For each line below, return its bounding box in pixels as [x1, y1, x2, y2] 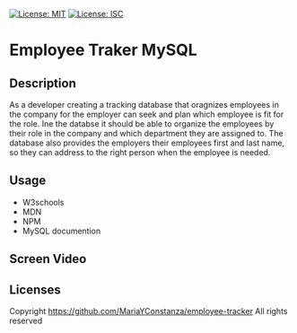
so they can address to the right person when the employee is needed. [9, 147, 271, 157]
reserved [9, 315, 43, 327]
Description [9, 75, 76, 91]
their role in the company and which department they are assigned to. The [9, 128, 284, 138]
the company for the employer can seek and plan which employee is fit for [9, 109, 284, 119]
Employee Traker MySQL [9, 40, 197, 60]
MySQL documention [22, 225, 101, 236]
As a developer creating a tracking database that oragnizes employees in [9, 100, 280, 110]
